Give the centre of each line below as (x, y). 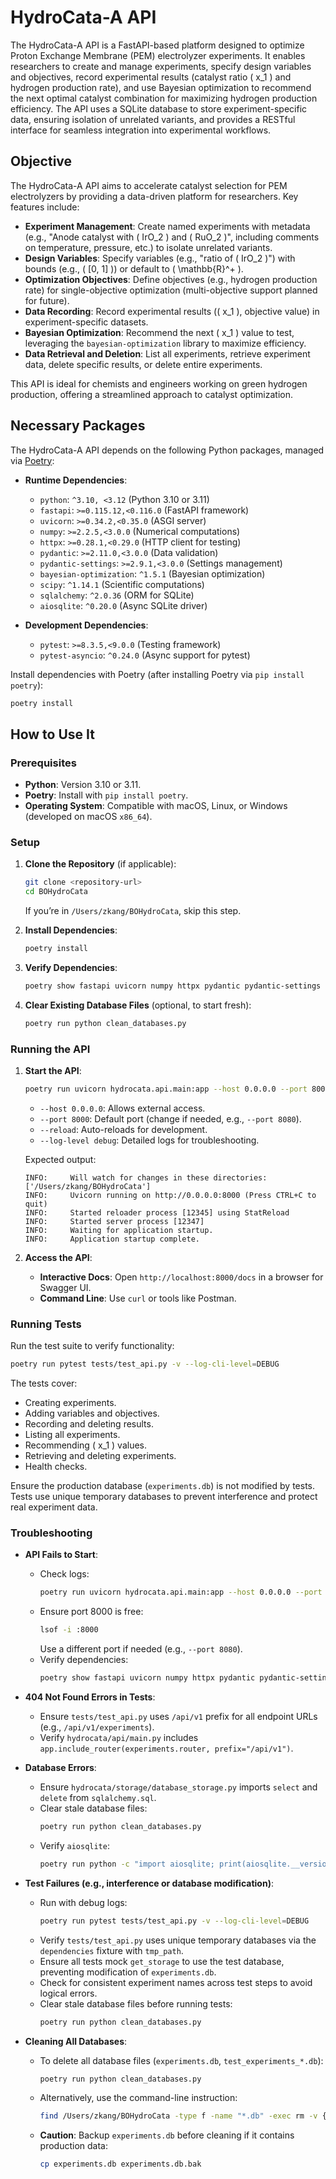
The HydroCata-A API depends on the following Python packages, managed (167, 450)
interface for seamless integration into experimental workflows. (141, 130)
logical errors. (68, 1993)
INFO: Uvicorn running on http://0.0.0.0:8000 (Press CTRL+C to (170, 1195)
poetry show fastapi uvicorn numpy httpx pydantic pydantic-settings (173, 986)
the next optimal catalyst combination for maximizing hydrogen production (164, 98)
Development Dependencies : (86, 625)
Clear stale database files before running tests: (136, 2003)
